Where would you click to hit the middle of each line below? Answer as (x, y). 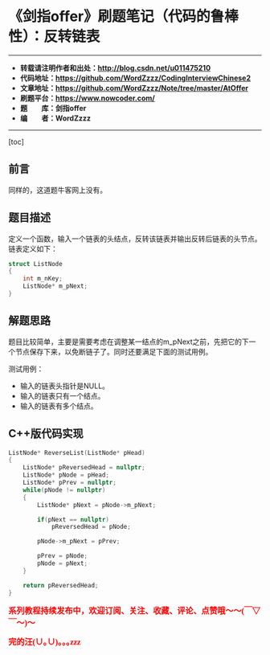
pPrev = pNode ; (63, 556)
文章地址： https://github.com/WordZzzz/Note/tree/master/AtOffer (134, 88)
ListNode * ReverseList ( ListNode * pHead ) (77, 452)
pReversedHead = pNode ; (91, 527)
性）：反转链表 (54, 37)
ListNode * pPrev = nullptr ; (70, 483)
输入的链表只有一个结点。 (62, 395)
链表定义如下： (33, 248)
